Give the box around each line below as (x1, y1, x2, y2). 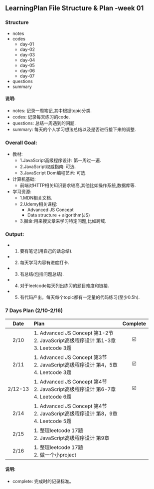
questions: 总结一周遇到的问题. (12, 120, 76, 126)
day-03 (19, 51, 35, 57)
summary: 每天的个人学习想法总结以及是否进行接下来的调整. (12, 126, 136, 132)
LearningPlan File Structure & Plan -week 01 (5, 4, 144, 12)
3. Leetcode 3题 (34, 344, 72, 351)
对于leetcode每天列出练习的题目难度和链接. (19, 282, 109, 289)
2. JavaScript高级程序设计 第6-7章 (34, 385, 116, 392)
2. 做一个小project (34, 451, 76, 458)
